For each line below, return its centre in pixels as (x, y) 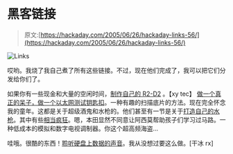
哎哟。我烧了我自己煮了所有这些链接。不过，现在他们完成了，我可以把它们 (113, 70)
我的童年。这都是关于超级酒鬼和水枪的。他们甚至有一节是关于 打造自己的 (110, 111)
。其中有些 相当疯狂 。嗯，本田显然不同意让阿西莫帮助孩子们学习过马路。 (116, 119)
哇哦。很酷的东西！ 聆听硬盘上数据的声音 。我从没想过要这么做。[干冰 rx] (110, 143)
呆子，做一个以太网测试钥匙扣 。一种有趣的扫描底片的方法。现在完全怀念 (122, 102)
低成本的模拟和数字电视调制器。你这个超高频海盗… (86, 128)
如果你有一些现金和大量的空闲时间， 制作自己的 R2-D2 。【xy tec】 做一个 (111, 94)
